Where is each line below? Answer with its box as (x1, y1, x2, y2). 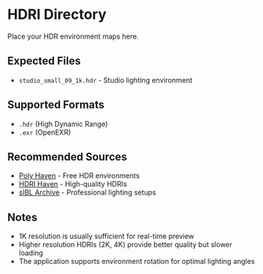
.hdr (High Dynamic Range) (18, 119, 108, 128)
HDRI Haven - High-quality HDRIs (18, 180, 127, 189)
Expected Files (7, 54, 82, 68)
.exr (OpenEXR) (18, 128, 71, 137)
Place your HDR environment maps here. (7, 31, 139, 41)
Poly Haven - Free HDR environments (18, 171, 141, 180)
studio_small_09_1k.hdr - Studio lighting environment (18, 75, 193, 84)
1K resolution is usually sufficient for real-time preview (18, 231, 195, 241)
